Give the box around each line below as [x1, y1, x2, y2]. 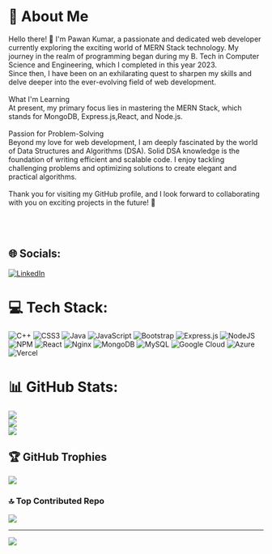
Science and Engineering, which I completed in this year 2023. [8, 60, 217, 70]
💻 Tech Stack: [8, 298, 108, 317]
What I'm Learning [8, 94, 70, 104]
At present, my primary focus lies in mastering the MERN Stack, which [8, 103, 243, 113]
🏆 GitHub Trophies [8, 450, 108, 464]
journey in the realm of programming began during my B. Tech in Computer [8, 51, 260, 61]
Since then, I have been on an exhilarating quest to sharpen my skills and [8, 68, 253, 78]
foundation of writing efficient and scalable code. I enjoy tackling [8, 154, 225, 164]
